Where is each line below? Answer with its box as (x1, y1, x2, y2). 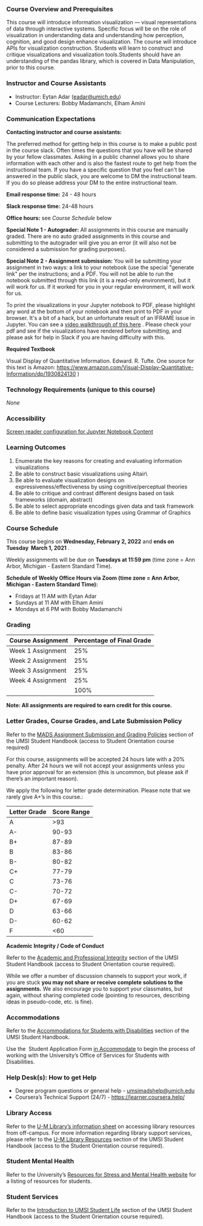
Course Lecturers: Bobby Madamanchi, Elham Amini (15, 99, 145, 106)
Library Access (6, 1109, 52, 1117)
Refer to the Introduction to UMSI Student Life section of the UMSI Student (6, 1207, 193, 1214)
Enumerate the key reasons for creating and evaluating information (15, 457, 182, 464)
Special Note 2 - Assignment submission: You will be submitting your (6, 257, 182, 265)
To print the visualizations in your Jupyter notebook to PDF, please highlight (6, 301, 196, 308)
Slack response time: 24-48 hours (6, 203, 94, 210)
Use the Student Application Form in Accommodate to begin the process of (6, 1045, 196, 1052)
